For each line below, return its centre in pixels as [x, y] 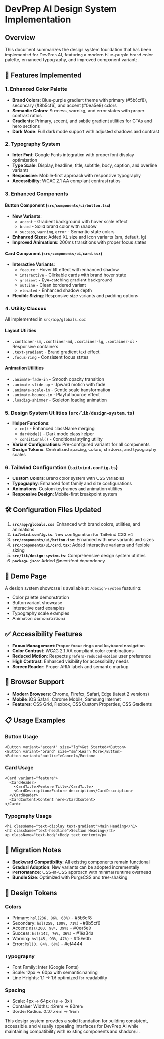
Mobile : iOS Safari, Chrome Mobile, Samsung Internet [67, 699]
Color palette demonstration [41, 597]
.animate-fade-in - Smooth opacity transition [58, 379]
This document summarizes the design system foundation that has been [78, 49]
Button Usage [22, 737]
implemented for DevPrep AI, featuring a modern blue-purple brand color [79, 55]
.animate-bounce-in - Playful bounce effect [56, 395]
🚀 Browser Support [35, 682]
